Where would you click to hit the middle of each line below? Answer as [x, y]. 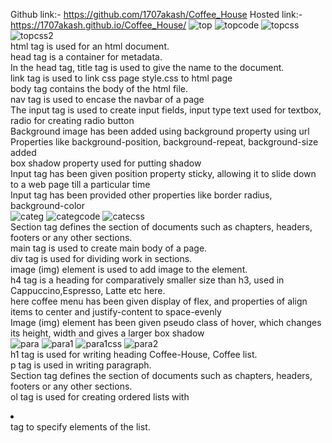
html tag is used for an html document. [90, 46]
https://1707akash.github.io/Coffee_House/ [98, 25]
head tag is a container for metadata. [86, 57]
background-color [47, 205]
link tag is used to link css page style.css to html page [121, 78]
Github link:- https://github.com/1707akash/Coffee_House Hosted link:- [156, 14]
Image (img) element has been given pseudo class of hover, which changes [166, 322]
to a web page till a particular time [80, 184]
